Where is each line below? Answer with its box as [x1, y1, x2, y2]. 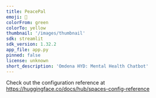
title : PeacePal [6, 8, 46, 15]
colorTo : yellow [6, 25, 46, 31]
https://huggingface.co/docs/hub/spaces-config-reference [6, 86, 150, 93]
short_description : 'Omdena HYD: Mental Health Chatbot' [6, 63, 149, 69]
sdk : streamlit [6, 36, 44, 42]
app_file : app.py [6, 47, 49, 53]
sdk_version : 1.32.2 [6, 42, 57, 48]
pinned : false [6, 52, 41, 58]
